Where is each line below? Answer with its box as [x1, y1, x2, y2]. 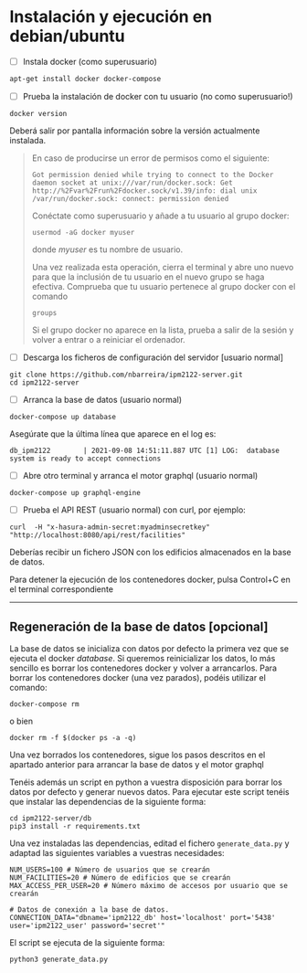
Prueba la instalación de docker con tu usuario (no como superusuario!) [22, 90, 294, 101]
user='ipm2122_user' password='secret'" [9, 921, 166, 930]
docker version [9, 109, 68, 118]
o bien [9, 715, 34, 726]
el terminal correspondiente [9, 584, 114, 595]
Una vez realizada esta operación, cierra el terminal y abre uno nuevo [31, 261, 294, 272]
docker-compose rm [9, 700, 79, 709]
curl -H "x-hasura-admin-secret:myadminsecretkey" [9, 523, 210, 532]
